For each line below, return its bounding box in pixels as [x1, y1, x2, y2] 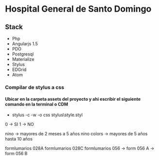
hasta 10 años [5, 136, 33, 142]
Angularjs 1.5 [12, 41, 38, 47]
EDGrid [12, 67, 27, 72]
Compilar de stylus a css [5, 84, 64, 90]
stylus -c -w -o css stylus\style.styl [12, 112, 83, 118]
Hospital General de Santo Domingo [5, 3, 152, 15]
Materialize [12, 56, 35, 62]
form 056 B [5, 151, 28, 157]
